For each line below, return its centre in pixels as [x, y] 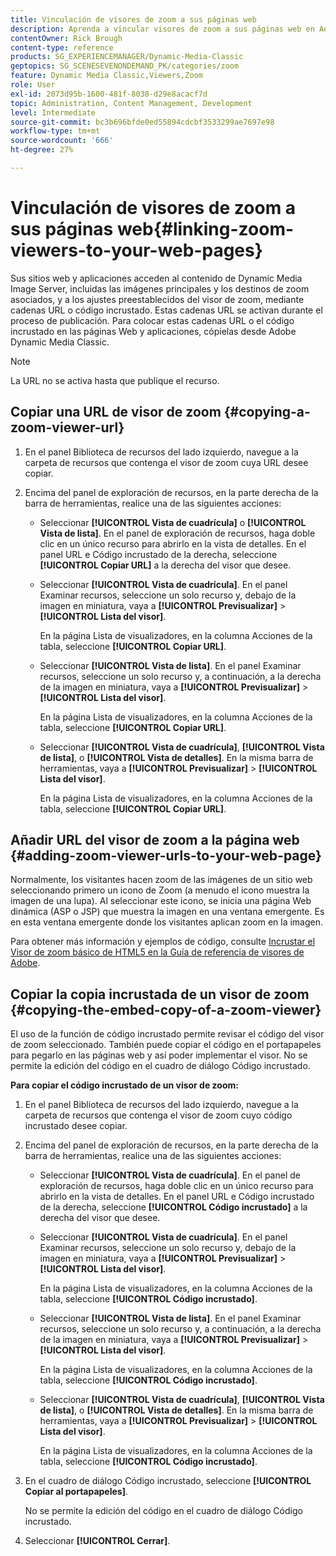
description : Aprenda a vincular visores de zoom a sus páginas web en [162, 29]
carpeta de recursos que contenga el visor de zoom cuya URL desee [166, 462]
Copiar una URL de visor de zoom [116, 412]
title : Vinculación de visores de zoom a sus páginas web [133, 19]
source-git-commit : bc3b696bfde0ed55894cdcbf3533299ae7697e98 [142, 122]
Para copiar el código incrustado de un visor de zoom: [124, 1085]
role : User [33, 85]
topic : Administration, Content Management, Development [131, 103]
